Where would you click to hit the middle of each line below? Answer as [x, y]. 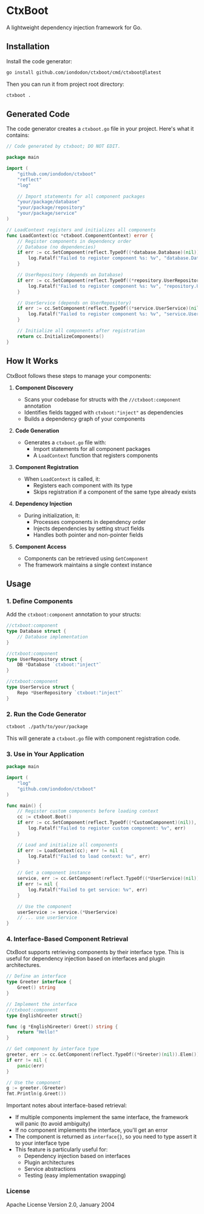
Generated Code [38, 114]
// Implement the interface [42, 1004]
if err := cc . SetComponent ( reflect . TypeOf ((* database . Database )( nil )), [110, 253]
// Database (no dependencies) [57, 247]
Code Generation [37, 430]
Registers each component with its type [83, 485]
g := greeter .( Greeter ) [36, 1088]
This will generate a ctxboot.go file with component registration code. [93, 738]
